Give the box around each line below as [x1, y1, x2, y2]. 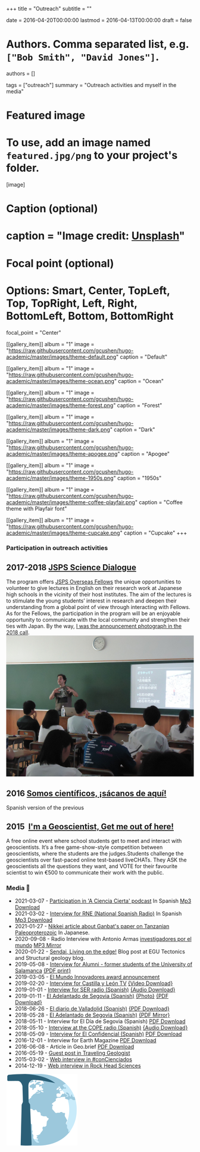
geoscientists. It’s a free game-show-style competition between [6, 844, 163, 851]
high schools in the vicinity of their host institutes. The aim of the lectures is [6, 591, 192, 598]
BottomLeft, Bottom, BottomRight [6, 309, 174, 323]
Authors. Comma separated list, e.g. [6, 38, 189, 51]
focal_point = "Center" [6, 329, 61, 336]
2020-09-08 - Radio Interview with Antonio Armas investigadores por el [14, 935, 192, 943]
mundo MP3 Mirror [14, 942, 61, 949]
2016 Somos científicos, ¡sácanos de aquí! [6, 788, 167, 798]
